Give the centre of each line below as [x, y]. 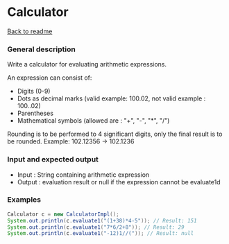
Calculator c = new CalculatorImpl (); [63, 214]
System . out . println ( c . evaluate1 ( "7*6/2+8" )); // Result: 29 [96, 227]
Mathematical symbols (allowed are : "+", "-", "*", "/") [93, 121]
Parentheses [35, 113]
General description [42, 49]
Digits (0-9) [34, 91]
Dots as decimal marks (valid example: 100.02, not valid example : [111, 98]
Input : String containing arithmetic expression [83, 175]
